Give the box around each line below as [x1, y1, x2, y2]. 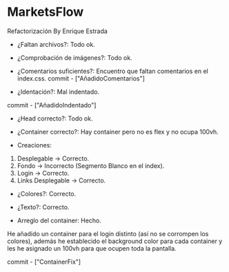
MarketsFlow [7, 4, 84, 20]
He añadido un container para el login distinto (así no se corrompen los [7, 229, 209, 238]
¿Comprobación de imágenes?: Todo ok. [17, 53, 132, 62]
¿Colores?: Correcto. [17, 189, 77, 198]
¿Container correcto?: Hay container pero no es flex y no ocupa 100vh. [17, 127, 219, 136]
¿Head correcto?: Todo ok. [17, 114, 93, 123]
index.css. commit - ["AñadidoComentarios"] [17, 74, 145, 83]
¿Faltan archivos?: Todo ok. [17, 40, 95, 48]
